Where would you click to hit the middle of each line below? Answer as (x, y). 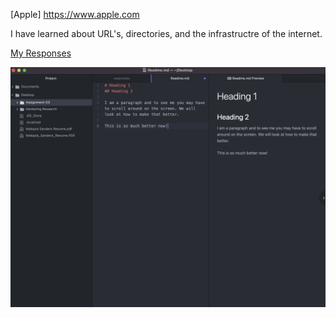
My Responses (41, 53)
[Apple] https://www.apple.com (75, 14)
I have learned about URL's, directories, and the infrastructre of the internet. (166, 33)
